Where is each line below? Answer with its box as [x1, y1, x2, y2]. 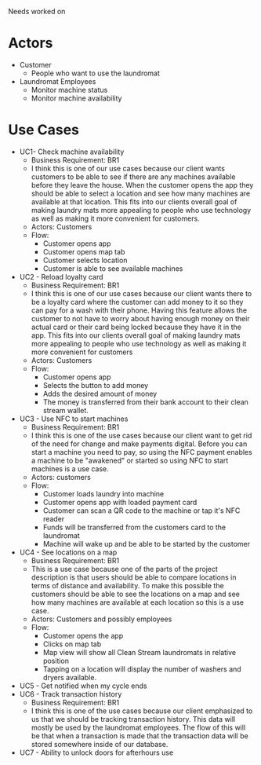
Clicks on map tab [42, 639, 102, 649]
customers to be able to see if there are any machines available [31, 172, 236, 181]
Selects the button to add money [42, 380, 149, 390]
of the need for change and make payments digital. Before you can [31, 439, 248, 448]
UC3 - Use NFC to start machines [19, 414, 129, 423]
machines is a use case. [31, 463, 110, 474]
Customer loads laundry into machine [42, 489, 165, 498]
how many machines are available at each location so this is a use [31, 597, 245, 607]
